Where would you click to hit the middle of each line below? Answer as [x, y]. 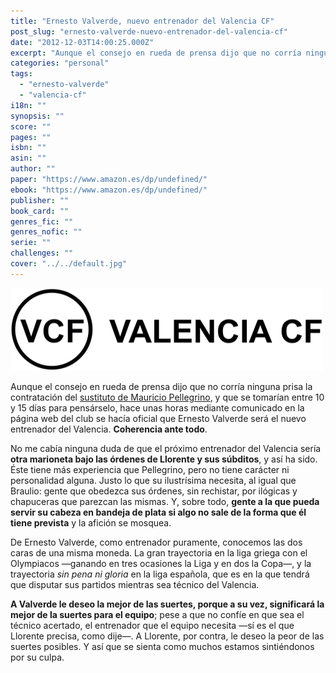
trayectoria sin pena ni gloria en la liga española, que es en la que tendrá [160, 574]
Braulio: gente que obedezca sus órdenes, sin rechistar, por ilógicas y [154, 491]
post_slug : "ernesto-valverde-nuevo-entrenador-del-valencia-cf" [149, 31]
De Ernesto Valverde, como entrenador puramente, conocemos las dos [156, 542]
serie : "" [31, 243]
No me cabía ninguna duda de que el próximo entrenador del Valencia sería [166, 448]
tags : [21, 74]
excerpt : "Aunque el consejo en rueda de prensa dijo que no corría [156, 53]
